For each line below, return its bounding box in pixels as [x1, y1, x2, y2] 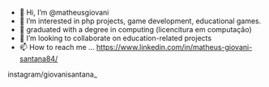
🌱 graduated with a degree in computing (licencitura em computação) [19, 25, 252, 34]
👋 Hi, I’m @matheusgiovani [19, 8, 109, 17]
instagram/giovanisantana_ [7, 69, 98, 79]
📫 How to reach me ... [19, 43, 95, 52]
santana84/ [19, 54, 58, 64]
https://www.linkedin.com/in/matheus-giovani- [96, 43, 253, 52]
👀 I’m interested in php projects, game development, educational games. [19, 16, 262, 26]
